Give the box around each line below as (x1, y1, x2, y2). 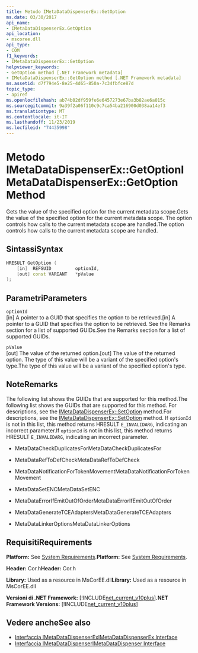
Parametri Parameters (6, 293, 87, 303)
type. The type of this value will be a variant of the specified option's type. (6, 362, 187, 369)
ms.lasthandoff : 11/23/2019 (6, 120, 76, 125)
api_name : (6, 20, 31, 26)
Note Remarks (6, 379, 58, 390)
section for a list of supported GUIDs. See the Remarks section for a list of (6, 326, 186, 334)
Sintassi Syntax (6, 244, 63, 255)
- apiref (6, 92, 28, 98)
